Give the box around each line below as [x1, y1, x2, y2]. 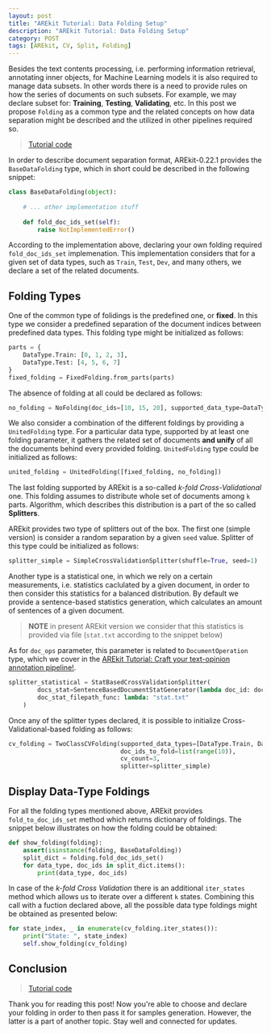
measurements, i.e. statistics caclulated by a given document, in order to [8, 580, 250, 590]
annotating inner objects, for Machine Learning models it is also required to [8, 73, 258, 82]
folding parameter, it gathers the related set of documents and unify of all [8, 435, 253, 445]
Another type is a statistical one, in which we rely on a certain [8, 571, 213, 581]
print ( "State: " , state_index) [23, 932, 128, 940]
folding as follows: [72, 724, 133, 734]
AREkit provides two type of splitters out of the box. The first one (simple [8, 524, 251, 534]
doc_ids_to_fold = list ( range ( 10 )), [119, 747, 236, 756]
